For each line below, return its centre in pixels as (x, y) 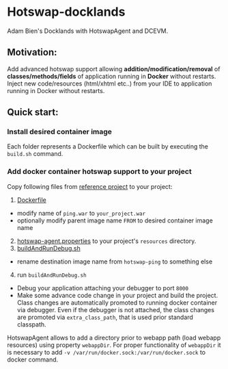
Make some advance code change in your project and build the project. (117, 295)
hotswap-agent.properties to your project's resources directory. (106, 241)
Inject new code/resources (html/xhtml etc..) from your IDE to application (110, 84)
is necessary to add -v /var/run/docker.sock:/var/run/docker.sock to (106, 352)
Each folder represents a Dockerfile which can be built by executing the (108, 147)
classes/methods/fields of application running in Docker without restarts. (112, 76)
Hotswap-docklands (66, 12)
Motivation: (32, 52)
